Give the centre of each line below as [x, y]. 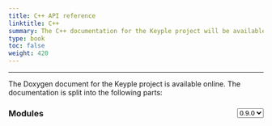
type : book [27, 38]
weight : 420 [28, 53]
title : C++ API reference [52, 16]
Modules [26, 113]
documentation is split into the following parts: [86, 92]
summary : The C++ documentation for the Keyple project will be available [137, 31]
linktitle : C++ [34, 23]
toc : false [27, 46]
